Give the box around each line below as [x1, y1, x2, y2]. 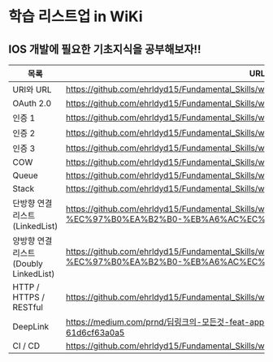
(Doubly [12, 258, 43, 269]
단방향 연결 [12, 198, 53, 209]
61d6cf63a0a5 [66, 327, 125, 338]
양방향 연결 [12, 235, 53, 246]
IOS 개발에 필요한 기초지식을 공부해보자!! [8, 42, 201, 56]
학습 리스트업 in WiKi [8, 7, 144, 26]
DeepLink [12, 321, 50, 332]
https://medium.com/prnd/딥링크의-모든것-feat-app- [66, 317, 270, 327]
